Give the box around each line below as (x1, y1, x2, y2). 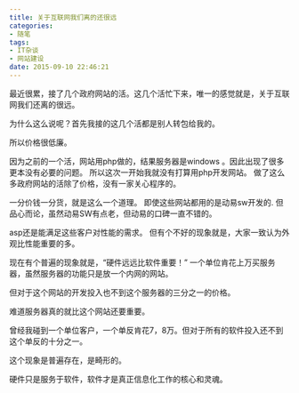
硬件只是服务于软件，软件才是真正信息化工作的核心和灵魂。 (9, 373, 228, 384)
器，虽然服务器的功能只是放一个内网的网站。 (9, 268, 174, 278)
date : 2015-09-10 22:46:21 (9, 63, 109, 72)
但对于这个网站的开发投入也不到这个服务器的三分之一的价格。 (9, 286, 236, 298)
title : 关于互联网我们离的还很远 (9, 12, 117, 22)
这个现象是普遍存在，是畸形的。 (9, 355, 126, 365)
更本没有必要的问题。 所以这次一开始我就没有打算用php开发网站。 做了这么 (9, 166, 286, 178)
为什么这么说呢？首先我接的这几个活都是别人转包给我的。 (9, 117, 220, 129)
